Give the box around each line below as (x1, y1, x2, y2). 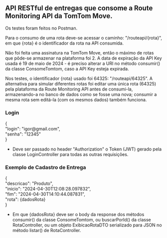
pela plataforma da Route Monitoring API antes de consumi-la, (5, 86, 133, 92)
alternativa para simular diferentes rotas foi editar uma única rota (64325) (5, 80, 157, 86)
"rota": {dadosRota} (5, 196, 46, 202)
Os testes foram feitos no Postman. (5, 25, 78, 31)
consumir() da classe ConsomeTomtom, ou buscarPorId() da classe (12, 217, 151, 223)
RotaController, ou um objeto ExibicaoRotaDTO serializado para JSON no (12, 222, 162, 228)
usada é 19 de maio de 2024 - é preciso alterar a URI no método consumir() (5, 60, 161, 66)
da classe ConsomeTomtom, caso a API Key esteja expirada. (5, 65, 129, 71)
